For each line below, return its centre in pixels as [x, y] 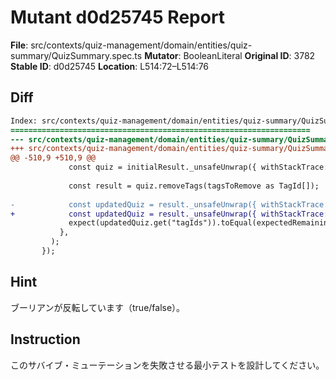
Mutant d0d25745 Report [118, 17]
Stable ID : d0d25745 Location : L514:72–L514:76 [110, 66]
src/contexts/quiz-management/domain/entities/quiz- [141, 45]
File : [19, 45]
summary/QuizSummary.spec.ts [76, 55]
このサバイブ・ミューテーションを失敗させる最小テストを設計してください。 [167, 365]
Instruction [45, 339]
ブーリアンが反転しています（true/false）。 [98, 307]
